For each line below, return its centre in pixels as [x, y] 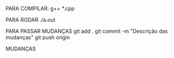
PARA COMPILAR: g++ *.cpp [40, 8]
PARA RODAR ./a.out [30, 20]
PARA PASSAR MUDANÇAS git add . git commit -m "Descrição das [87, 31]
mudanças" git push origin [38, 37]
